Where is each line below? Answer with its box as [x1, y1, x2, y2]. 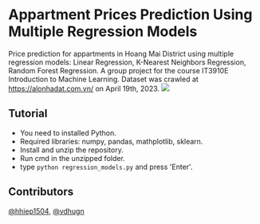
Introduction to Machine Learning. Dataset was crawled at [8, 74, 199, 84]
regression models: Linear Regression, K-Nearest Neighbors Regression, [8, 57, 246, 67]
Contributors [8, 185, 74, 198]
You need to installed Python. [19, 128, 117, 137]
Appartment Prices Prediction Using [8, 6, 253, 24]
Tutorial [8, 107, 48, 120]
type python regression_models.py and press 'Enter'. [19, 162, 193, 171]
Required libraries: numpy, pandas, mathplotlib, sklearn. [19, 136, 203, 146]
